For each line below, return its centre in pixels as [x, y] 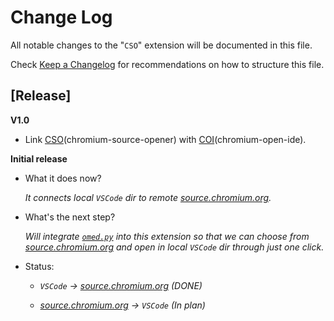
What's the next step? [70, 217]
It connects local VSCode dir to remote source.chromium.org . [148, 197]
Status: [39, 266]
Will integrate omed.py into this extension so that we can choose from [167, 236]
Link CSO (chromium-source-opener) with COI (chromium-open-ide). [165, 139]
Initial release [39, 158]
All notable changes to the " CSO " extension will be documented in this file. [161, 45]
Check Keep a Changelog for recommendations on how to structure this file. [167, 64]
